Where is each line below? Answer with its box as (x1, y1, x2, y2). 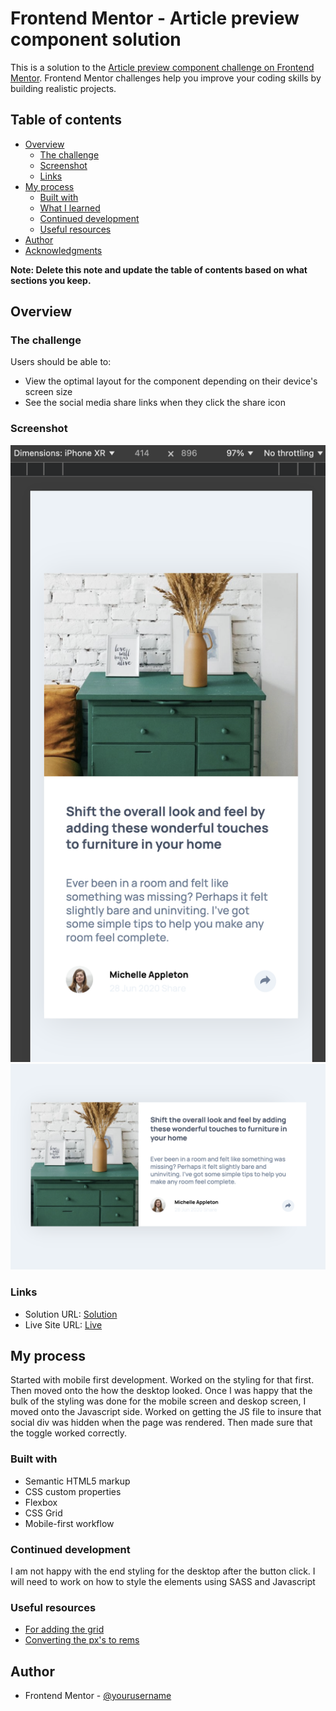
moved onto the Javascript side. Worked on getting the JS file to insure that (10, 1406, 322, 1418)
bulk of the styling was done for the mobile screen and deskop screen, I (10, 1395, 307, 1407)
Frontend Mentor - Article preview (10, 7, 300, 30)
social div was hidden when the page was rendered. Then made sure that (10, 1417, 313, 1429)
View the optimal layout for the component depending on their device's (24, 375, 318, 387)
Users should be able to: (10, 356, 112, 368)
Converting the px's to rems (24, 1634, 140, 1646)
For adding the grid (24, 1623, 105, 1636)
